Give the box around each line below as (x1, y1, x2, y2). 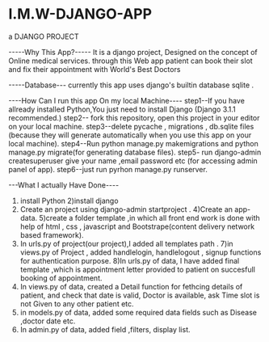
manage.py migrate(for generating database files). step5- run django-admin (8, 147, 262, 157)
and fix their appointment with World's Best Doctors (8, 64, 181, 74)
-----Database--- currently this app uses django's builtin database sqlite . (8, 80, 254, 90)
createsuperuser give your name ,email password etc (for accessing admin (8, 155, 258, 166)
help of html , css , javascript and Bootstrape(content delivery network (19, 222, 255, 231)
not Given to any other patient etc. (19, 298, 135, 308)
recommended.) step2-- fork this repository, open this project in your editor (8, 112, 260, 122)
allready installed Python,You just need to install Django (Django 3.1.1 (8, 104, 236, 114)
